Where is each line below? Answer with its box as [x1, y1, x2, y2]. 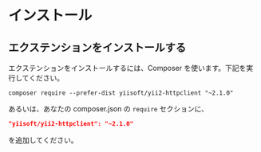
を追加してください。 [8, 135, 78, 145]
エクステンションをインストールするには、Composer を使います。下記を [8, 64, 247, 72]
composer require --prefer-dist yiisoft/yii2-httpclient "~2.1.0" [8, 89, 234, 97]
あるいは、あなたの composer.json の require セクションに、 [8, 104, 209, 113]
